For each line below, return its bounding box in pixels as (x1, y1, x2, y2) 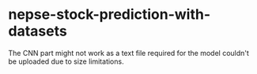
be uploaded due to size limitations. (8, 57, 124, 66)
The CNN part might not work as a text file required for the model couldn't (8, 48, 249, 57)
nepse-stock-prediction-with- (8, 6, 211, 24)
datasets (8, 22, 67, 40)
